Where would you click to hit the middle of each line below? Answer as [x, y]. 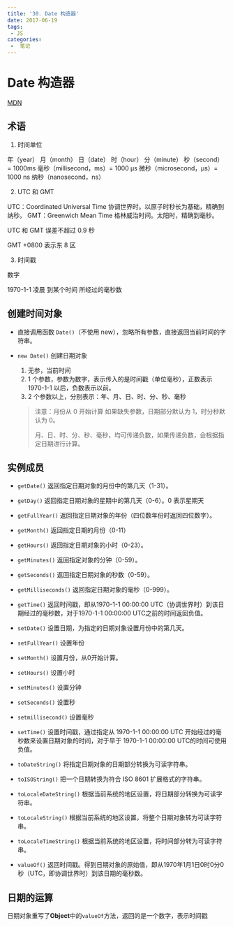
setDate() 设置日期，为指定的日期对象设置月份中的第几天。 [103, 628]
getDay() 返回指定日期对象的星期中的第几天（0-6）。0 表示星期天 [111, 501]
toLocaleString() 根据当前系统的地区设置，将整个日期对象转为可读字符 [120, 817]
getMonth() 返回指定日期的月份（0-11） [73, 530]
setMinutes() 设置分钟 [49, 687]
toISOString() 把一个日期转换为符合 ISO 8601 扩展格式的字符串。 [111, 779]
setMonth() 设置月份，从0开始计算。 [69, 658]
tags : [15, 27]
